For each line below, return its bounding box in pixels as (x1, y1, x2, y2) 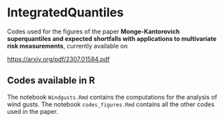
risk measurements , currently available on (7, 42, 128, 50)
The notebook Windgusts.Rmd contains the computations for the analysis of (7, 93, 218, 101)
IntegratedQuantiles (7, 5, 124, 20)
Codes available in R (7, 75, 95, 87)
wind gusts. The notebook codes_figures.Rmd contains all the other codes (7, 100, 214, 108)
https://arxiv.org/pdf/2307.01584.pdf (7, 55, 110, 63)
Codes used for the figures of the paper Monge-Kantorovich (7, 27, 180, 35)
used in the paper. (7, 107, 58, 115)
